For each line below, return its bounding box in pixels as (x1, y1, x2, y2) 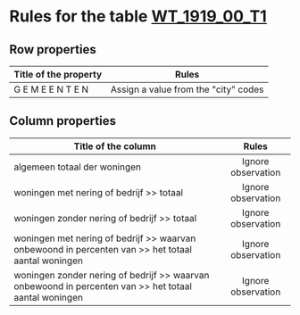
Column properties (9, 113, 116, 128)
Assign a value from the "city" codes (110, 83, 264, 95)
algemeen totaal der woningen (13, 161, 141, 173)
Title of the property (13, 69, 103, 80)
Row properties (9, 42, 96, 57)
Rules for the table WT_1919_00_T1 (9, 6, 268, 27)
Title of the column (73, 140, 156, 153)
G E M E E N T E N (13, 83, 89, 95)
